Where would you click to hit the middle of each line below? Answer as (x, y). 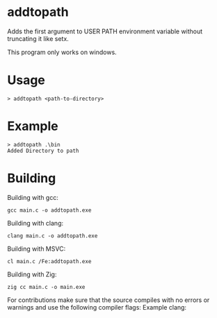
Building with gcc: (33, 197)
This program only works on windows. (62, 52)
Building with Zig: (32, 274)
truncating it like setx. (38, 38)
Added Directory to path (43, 151)
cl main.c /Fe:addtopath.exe (49, 261)
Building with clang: (35, 223)
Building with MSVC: (37, 249)
